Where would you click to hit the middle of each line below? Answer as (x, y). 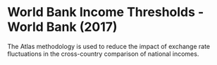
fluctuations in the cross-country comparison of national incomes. (103, 54)
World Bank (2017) (62, 27)
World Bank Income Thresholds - (106, 12)
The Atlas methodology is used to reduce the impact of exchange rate (108, 46)
